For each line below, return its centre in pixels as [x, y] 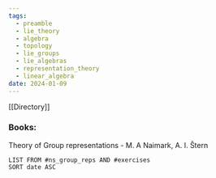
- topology [34, 46]
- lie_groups [38, 53]
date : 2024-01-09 [38, 83]
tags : [17, 16]
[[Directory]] [29, 107]
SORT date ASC [32, 167]
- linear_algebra [45, 76]
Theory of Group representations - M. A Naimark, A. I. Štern [108, 145]
